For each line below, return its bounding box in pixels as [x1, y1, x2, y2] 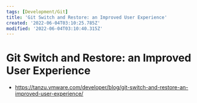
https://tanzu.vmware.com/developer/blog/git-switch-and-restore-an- [14, 84, 189, 91]
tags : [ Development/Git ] [6, 8, 68, 15]
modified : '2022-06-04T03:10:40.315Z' [6, 25, 103, 32]
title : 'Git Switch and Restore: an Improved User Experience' [6, 14, 168, 20]
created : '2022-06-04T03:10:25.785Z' [6, 20, 101, 26]
